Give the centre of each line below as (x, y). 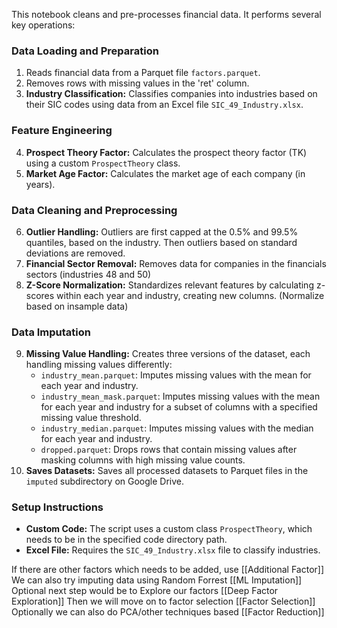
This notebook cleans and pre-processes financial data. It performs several (166, 14)
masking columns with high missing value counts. (143, 460)
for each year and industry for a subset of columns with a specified (179, 407)
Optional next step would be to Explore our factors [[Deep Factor (145, 591)
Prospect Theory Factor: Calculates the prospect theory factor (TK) (166, 152)
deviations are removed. (75, 253)
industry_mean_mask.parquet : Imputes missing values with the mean (180, 396)
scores (40, 295)
